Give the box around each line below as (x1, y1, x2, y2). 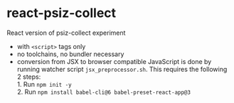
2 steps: (16, 72, 41, 81)
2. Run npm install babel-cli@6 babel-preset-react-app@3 (16, 87, 191, 96)
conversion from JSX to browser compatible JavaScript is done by (16, 57, 212, 65)
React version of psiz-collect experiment (6, 28, 126, 37)
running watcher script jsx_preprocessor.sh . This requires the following (16, 65, 228, 73)
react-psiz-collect (6, 5, 117, 21)
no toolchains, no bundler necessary (16, 50, 124, 58)
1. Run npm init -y (16, 80, 72, 88)
